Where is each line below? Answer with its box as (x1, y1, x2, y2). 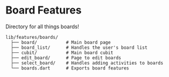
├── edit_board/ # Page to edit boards (11, 55, 121, 61)
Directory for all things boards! (5, 23, 80, 30)
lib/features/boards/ (5, 34, 59, 40)
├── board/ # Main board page (11, 39, 111, 45)
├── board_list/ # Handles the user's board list (11, 45, 148, 51)
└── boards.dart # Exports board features (11, 65, 130, 71)
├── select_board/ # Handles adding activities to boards (11, 60, 164, 66)
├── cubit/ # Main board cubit (11, 49, 114, 56)
